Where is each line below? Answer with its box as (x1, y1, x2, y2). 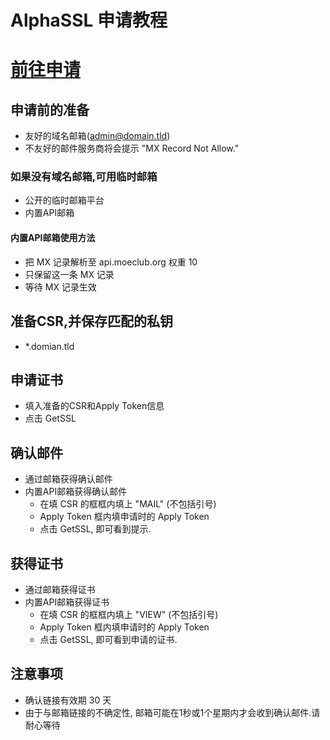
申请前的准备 (10, 101, 90, 118)
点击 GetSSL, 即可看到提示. (39, 523, 152, 535)
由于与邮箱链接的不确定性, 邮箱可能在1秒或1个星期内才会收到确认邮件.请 (24, 706, 321, 718)
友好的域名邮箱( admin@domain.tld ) (24, 130, 171, 142)
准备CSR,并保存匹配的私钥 (10, 313, 174, 330)
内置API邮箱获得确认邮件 (24, 486, 128, 498)
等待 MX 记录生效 (24, 281, 97, 293)
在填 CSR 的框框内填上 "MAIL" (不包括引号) (39, 498, 217, 510)
